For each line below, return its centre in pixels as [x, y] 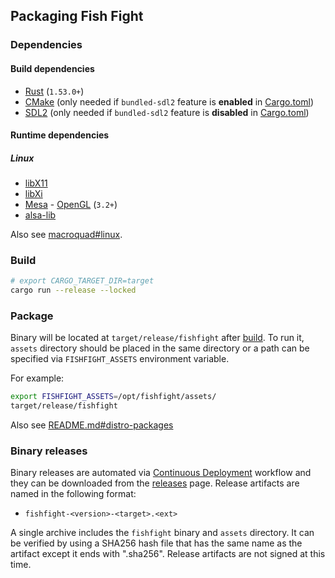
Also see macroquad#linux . [66, 235]
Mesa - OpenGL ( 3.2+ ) [71, 205]
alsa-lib [40, 215]
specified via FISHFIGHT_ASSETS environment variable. [120, 359]
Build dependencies [52, 68]
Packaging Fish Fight [77, 16]
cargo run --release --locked [73, 290]
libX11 [36, 183]
